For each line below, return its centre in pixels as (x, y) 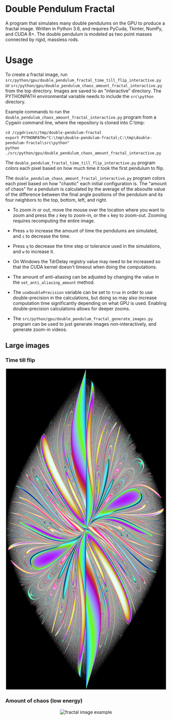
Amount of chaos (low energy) (44, 701)
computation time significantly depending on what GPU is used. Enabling (90, 303)
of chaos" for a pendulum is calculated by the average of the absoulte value (85, 189)
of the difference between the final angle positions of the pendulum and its (84, 194)
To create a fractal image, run (37, 74)
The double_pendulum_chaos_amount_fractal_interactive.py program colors (85, 178)
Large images (27, 346)
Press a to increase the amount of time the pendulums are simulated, (85, 230)
